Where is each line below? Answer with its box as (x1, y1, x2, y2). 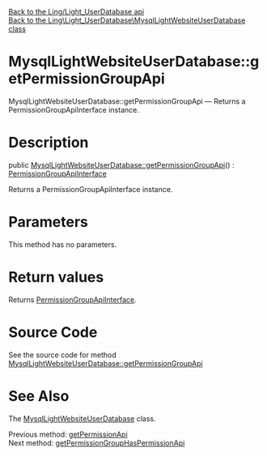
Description (8, 134, 89, 152)
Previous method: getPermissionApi (8, 429, 128, 439)
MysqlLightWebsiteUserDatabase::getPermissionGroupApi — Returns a (8, 96, 246, 106)
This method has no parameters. (8, 239, 117, 249)
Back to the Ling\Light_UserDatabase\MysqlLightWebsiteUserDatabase (8, 15, 246, 25)
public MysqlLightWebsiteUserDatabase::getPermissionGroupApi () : (8, 160, 235, 169)
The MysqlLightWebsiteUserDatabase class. (8, 413, 156, 424)
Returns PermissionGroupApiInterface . (8, 295, 137, 305)
